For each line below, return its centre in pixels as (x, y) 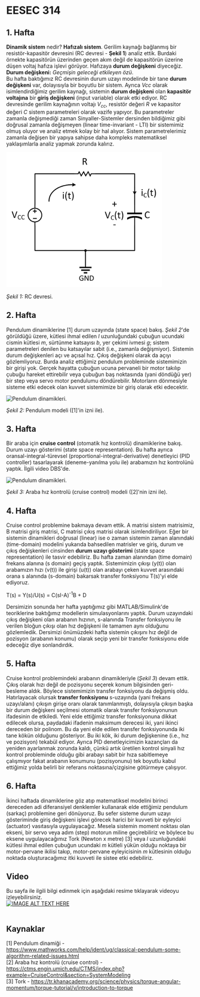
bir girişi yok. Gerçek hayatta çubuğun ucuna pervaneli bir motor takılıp (93, 368)
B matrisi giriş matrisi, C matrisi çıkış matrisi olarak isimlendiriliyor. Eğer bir (98, 532)
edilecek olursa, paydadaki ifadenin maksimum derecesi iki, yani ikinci (92, 723)
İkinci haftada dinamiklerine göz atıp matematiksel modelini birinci (87, 801)
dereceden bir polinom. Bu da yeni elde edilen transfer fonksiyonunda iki (96, 729)
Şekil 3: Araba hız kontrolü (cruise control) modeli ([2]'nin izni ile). (87, 492)
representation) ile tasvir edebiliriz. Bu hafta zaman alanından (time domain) (99, 557)
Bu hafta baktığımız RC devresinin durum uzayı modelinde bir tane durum (96, 79)
